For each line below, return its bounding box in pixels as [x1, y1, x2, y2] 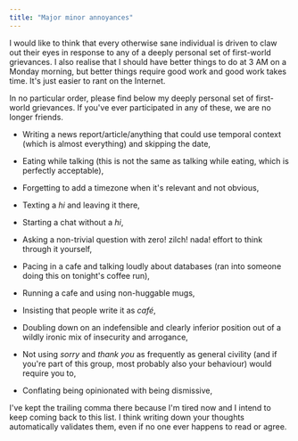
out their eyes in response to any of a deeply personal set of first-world [9, 46, 272, 58]
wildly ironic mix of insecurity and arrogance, [21, 331, 189, 342]
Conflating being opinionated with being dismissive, [21, 385, 213, 396]
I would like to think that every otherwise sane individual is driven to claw [9, 37, 278, 48]
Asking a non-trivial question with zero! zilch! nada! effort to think [21, 233, 263, 245]
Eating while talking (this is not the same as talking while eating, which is [21, 155, 290, 166]
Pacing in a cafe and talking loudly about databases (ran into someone [21, 260, 282, 272]
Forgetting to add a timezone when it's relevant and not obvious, [21, 182, 260, 192]
